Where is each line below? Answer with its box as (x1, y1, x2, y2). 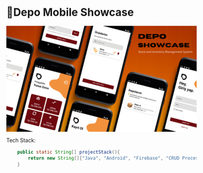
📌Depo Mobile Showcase (6, 5, 134, 19)
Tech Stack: (6, 136, 36, 144)
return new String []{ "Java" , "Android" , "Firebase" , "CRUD (28, 155, 180, 162)
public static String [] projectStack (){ (17, 149, 120, 155)
